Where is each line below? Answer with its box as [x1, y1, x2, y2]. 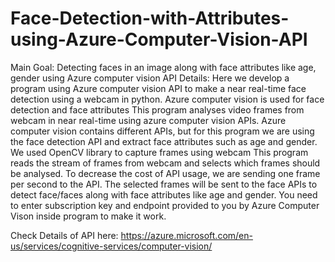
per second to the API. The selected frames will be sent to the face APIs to [10, 178, 318, 190]
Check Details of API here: [10, 229, 119, 241]
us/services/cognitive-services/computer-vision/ [10, 240, 213, 252]
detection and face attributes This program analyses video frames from [10, 103, 305, 116]
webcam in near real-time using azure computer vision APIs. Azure [10, 114, 287, 126]
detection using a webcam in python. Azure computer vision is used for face [10, 93, 325, 105]
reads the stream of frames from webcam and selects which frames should [10, 157, 321, 169]
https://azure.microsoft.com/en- [120, 229, 253, 241]
